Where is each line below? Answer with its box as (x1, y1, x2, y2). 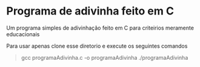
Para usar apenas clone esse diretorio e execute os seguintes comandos (6, 42, 188, 49)
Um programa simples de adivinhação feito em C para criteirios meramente (6, 24, 194, 31)
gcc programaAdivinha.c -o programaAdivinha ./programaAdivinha (21, 54, 188, 61)
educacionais (6, 30, 40, 37)
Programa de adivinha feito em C (6, 4, 175, 18)
